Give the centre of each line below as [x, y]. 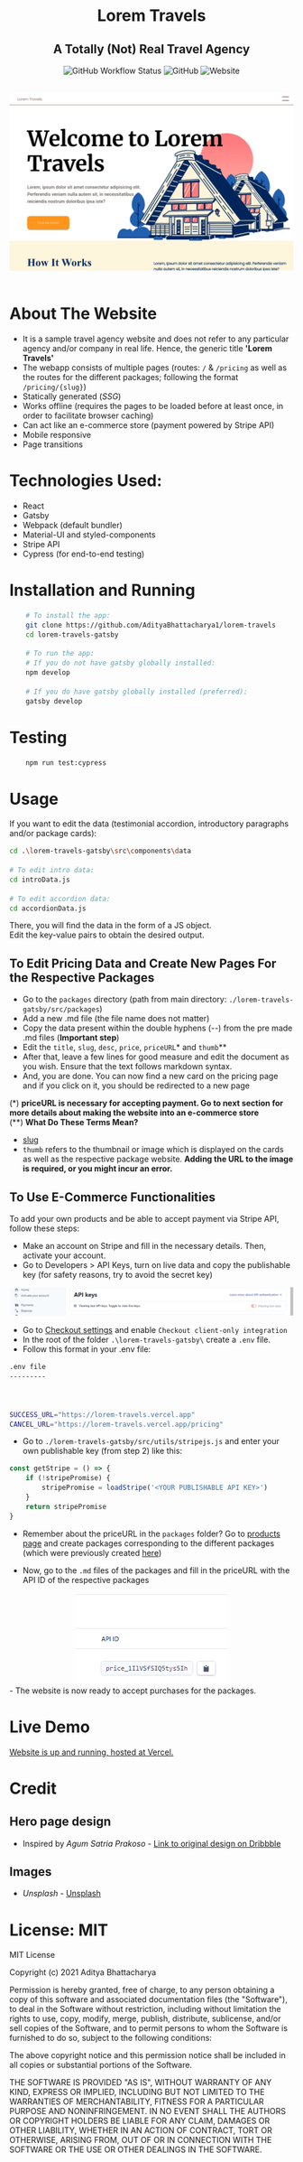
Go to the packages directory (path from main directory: [124, 1000]
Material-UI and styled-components [89, 535]
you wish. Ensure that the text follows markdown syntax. [127, 1067]
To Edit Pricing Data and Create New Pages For [143, 963]
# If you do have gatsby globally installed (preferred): [137, 692]
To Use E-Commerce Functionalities [113, 1197]
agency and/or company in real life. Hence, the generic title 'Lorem [147, 348]
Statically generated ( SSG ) [72, 396]
